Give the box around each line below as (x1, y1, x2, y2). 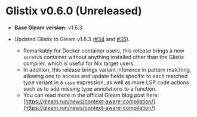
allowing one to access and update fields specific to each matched (23, 72, 188, 79)
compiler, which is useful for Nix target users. (23, 60, 136, 67)
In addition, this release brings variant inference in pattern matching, (23, 66, 192, 73)
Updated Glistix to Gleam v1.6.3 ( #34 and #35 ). (14, 35, 130, 42)
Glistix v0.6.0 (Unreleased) (5, 4, 143, 18)
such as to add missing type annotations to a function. (23, 85, 157, 92)
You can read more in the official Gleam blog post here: (23, 91, 159, 98)
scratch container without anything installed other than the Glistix (23, 53, 184, 60)
